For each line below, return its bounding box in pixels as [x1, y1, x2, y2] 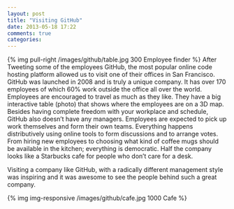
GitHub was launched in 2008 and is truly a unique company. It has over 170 [7, 78, 226, 86]
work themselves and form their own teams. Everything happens [7, 122, 193, 131]
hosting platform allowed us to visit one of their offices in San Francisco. [7, 71, 215, 79]
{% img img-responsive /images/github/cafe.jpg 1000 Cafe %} [7, 194, 187, 203]
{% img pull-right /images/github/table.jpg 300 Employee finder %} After [7, 55, 217, 64]
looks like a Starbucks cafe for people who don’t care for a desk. [7, 152, 193, 161]
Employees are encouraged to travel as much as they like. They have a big [7, 92, 221, 101]
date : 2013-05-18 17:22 [7, 23, 77, 30]
